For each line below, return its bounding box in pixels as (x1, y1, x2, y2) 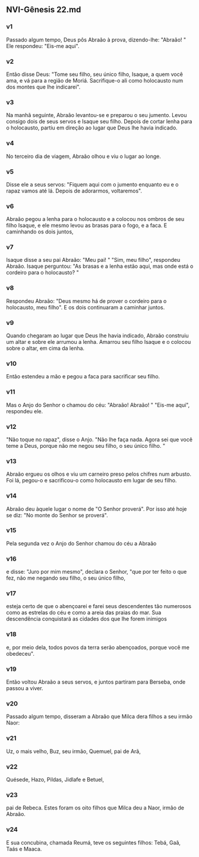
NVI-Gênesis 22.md (6, 5, 81, 15)
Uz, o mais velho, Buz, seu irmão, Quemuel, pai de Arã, (6, 748, 141, 755)
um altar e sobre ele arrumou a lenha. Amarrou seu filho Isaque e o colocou (6, 339, 191, 346)
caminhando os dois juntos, (6, 228, 74, 235)
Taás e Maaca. (6, 845, 42, 852)
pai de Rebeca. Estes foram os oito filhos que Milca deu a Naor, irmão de (6, 804, 185, 811)
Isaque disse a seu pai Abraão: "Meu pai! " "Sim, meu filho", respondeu (6, 257, 181, 264)
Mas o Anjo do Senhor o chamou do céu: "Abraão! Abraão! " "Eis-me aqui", (6, 401, 190, 409)
